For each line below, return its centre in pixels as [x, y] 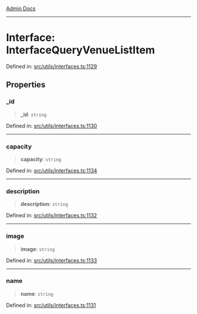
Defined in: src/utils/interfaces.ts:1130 [52, 126]
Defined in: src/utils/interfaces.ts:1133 [52, 260]
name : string [37, 293]
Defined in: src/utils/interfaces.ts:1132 [52, 215]
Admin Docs [21, 9]
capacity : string [41, 159]
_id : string [33, 114]
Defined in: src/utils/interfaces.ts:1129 [52, 66]
